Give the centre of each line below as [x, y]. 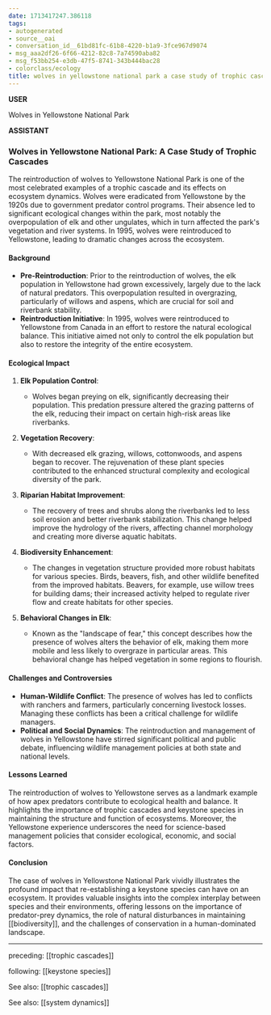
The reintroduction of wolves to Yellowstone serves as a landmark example [133, 793]
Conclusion [28, 863]
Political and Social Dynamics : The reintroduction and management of [138, 730]
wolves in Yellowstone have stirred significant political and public [128, 739]
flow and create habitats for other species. [102, 603]
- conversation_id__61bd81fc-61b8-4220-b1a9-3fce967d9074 [108, 46]
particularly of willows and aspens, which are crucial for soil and [127, 302]
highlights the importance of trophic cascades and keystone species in [126, 810]
